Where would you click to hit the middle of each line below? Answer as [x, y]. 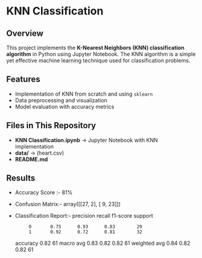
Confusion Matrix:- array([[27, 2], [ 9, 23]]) [68, 204]
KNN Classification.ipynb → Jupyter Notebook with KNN [86, 140]
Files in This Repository [51, 125]
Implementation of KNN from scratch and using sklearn [84, 94]
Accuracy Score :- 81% [44, 192]
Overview [25, 33]
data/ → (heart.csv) [39, 153]
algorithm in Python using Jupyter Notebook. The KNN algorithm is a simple [101, 54]
